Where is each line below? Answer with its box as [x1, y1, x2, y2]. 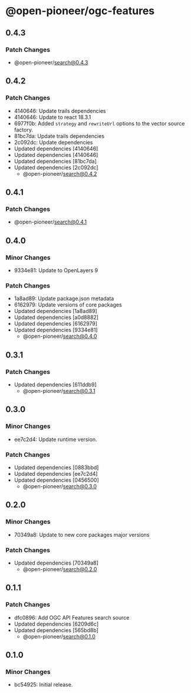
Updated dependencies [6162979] [14, 320, 98, 327]
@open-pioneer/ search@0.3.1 [22, 387, 95, 394]
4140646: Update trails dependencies [14, 107, 106, 114]
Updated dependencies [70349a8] [14, 559, 98, 566]
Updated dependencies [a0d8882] [14, 314, 98, 321]
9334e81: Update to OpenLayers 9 [14, 266, 98, 273]
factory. [14, 126, 34, 133]
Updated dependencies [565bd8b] [14, 626, 98, 634]
